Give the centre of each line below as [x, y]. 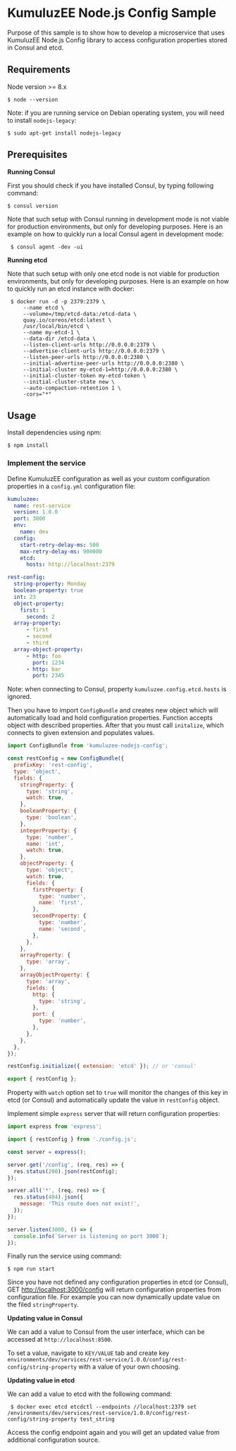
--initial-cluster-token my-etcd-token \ [85, 375]
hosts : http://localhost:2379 [70, 565]
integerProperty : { [49, 830]
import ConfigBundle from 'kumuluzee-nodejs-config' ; [88, 746]
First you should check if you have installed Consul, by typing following [110, 186]
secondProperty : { [60, 916]
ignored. [19, 697]
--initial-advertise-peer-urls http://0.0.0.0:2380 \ [104, 363]
